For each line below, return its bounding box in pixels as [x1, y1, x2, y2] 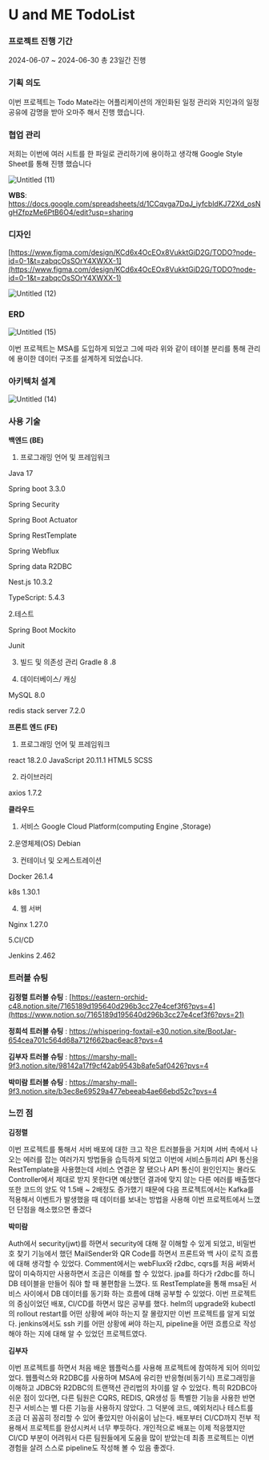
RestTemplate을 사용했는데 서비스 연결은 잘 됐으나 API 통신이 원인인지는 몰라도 [8, 1164, 256, 1174]
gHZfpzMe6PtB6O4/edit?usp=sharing [8, 208, 134, 217]
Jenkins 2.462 [8, 951, 56, 961]
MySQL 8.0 [8, 691, 46, 700]
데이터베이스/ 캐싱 [19, 675, 77, 684]
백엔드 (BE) [8, 435, 44, 446]
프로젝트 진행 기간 [8, 36, 74, 47]
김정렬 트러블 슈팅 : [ [8, 992, 72, 1002]
